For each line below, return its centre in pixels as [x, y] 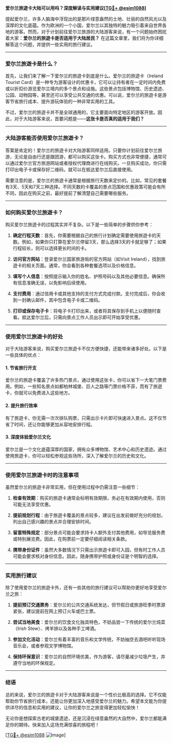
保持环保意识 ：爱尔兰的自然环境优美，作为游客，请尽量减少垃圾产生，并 [89, 657]
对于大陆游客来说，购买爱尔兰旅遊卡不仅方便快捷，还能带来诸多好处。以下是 [86, 349]
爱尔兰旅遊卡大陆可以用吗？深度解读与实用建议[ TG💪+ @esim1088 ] [76, 8]
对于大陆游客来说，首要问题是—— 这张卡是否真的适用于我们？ [79, 119]
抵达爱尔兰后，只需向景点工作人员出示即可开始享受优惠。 [82, 317]
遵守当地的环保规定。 [35, 663]
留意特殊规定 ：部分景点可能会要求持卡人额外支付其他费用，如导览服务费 [89, 533]
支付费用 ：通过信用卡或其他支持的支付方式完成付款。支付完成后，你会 [87, 293]
